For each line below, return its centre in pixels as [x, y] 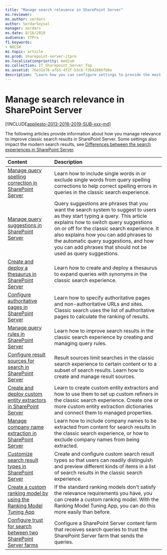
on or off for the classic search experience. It [107, 228]
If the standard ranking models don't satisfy [105, 487]
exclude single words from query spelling [102, 179]
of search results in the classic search [98, 473]
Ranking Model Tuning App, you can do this [105, 506]
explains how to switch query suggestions [103, 222]
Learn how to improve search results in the [104, 331]
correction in [23, 183]
